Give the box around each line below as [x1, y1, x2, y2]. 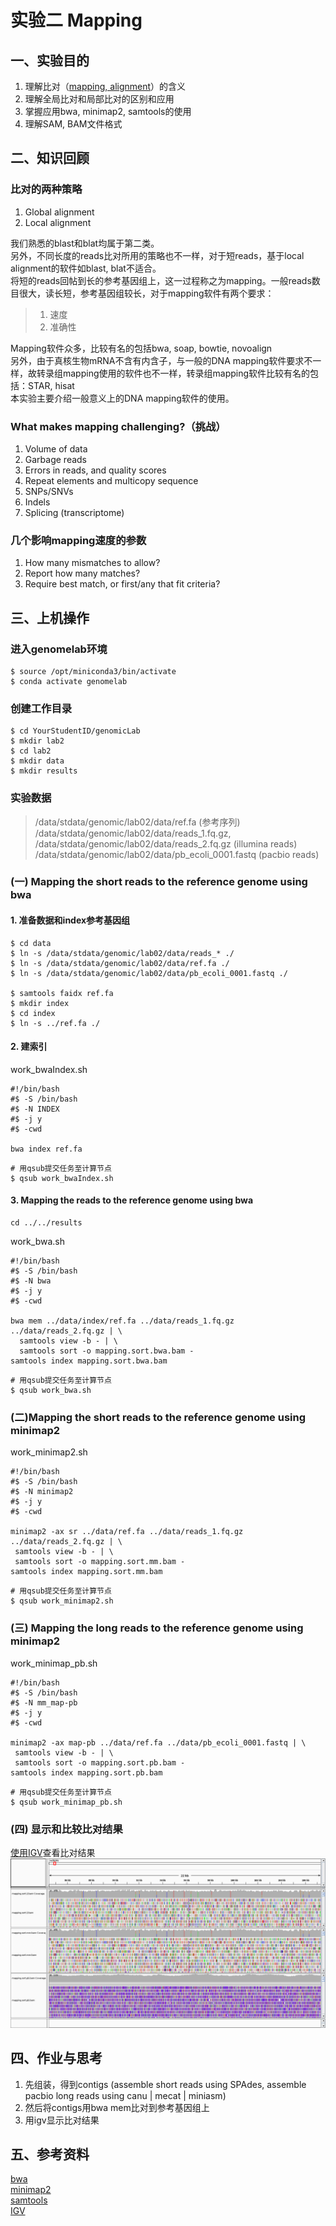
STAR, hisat [27, 379, 75, 391]
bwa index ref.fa [10, 1144, 83, 1154]
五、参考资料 [10, 2146, 90, 2163]
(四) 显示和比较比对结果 [10, 1822, 123, 1836]
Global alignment [24, 206, 95, 218]
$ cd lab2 [10, 746, 52, 756]
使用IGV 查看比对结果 [10, 1846, 96, 1858]
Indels [24, 496, 51, 508]
